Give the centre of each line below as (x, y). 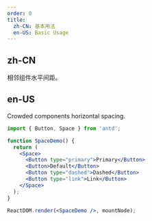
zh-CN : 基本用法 (35, 26)
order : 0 (20, 13)
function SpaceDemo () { (41, 141)
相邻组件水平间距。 (34, 78)
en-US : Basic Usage (41, 32)
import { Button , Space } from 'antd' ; (64, 128)
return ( (26, 147)
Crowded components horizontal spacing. (66, 116)
